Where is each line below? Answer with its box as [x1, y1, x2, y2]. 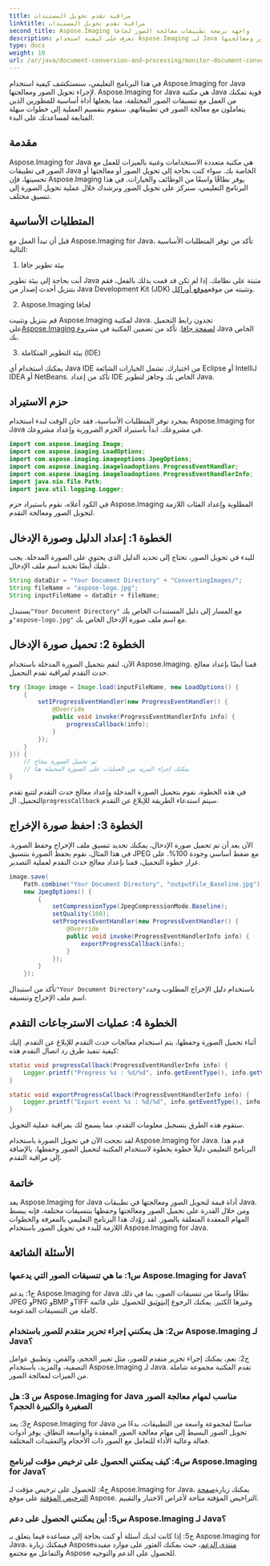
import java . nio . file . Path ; [9, 477, 103, 485]
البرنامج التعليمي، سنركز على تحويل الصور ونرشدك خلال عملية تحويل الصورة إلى [9, 182, 249, 193]
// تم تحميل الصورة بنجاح [23, 757, 97, 766]
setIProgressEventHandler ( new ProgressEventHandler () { [38, 698, 228, 706]
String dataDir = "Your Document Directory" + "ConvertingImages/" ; [9, 577, 243, 585]
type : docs [9, 42, 46, 50]
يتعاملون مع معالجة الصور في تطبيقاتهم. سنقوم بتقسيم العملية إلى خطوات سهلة [9, 103, 247, 113]
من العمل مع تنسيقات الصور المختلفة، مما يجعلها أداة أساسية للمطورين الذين [9, 95, 237, 105]
